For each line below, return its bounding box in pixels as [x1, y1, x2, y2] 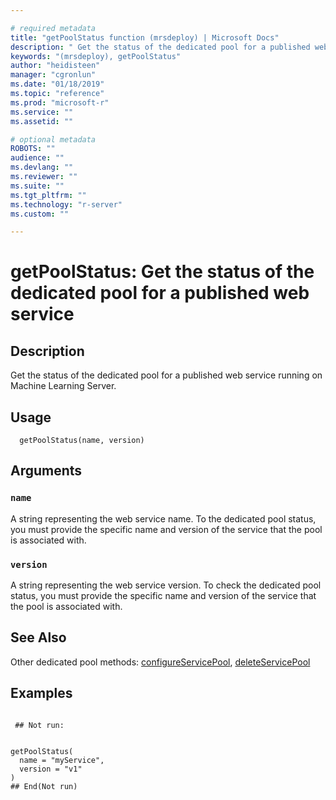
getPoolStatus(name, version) [19, 436, 145, 446]
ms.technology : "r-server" [10, 199, 123, 210]
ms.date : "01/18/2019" [10, 79, 105, 90]
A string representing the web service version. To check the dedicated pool [10, 579, 322, 591]
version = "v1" [19, 764, 83, 774]
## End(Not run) [10, 781, 78, 791]
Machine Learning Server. [10, 380, 117, 392]
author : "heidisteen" [10, 61, 101, 71]
